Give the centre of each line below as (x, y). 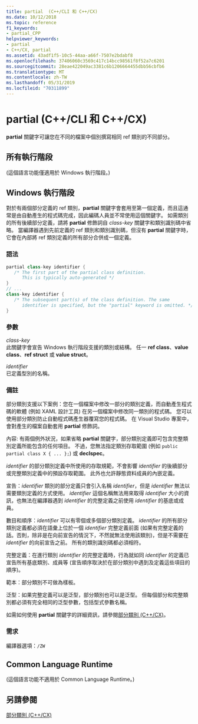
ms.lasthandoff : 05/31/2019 (41, 83)
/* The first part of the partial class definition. (80, 272)
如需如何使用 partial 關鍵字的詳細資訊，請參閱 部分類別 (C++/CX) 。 (88, 615)
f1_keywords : (22, 28)
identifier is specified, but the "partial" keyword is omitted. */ (108, 305)
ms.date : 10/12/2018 (32, 17)
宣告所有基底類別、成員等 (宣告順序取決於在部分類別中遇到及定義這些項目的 (98, 562)
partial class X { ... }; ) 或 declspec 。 (57, 453)
